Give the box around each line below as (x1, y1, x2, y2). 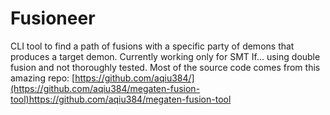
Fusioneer (10, 7, 96, 30)
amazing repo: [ (10, 72, 76, 84)
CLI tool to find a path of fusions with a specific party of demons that (10, 40, 295, 52)
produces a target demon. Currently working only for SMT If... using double (10, 50, 321, 62)
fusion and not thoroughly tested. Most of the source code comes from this (10, 61, 321, 73)
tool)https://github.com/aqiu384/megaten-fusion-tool (10, 93, 232, 105)
